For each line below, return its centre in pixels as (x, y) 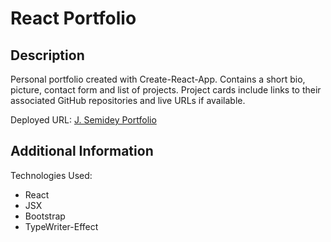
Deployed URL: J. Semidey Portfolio (83, 120)
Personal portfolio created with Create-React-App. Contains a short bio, (158, 79)
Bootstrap (45, 216)
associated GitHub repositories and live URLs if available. (128, 100)
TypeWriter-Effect (61, 226)
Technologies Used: (51, 175)
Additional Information (82, 151)
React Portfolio (73, 18)
